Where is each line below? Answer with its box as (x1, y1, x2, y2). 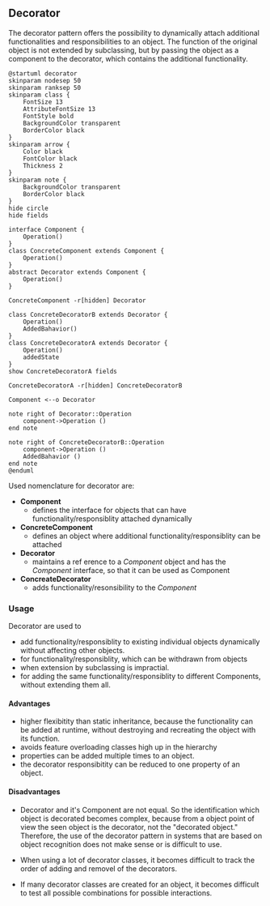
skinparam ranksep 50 (8, 83, 82, 92)
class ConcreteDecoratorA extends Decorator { (8, 339, 168, 347)
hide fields (8, 211, 49, 220)
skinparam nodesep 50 (8, 76, 82, 84)
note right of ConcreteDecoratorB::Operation (8, 438, 164, 447)
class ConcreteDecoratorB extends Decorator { (8, 310, 168, 318)
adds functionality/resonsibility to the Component (32, 583, 197, 592)
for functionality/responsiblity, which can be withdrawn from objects (19, 654, 248, 664)
